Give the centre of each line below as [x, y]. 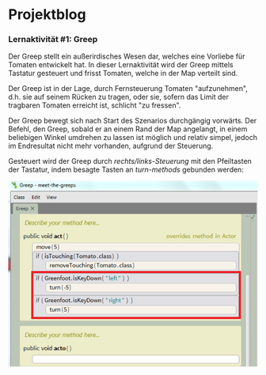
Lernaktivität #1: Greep [53, 40]
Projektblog [47, 15]
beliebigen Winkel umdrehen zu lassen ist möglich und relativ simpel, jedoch [133, 138]
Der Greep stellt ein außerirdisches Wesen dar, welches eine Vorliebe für [127, 56]
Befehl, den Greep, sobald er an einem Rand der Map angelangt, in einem [128, 129]
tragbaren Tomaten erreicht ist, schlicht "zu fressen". [95, 105]
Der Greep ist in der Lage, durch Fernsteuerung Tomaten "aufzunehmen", [128, 89]
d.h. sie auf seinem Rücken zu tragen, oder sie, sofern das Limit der [119, 97]
